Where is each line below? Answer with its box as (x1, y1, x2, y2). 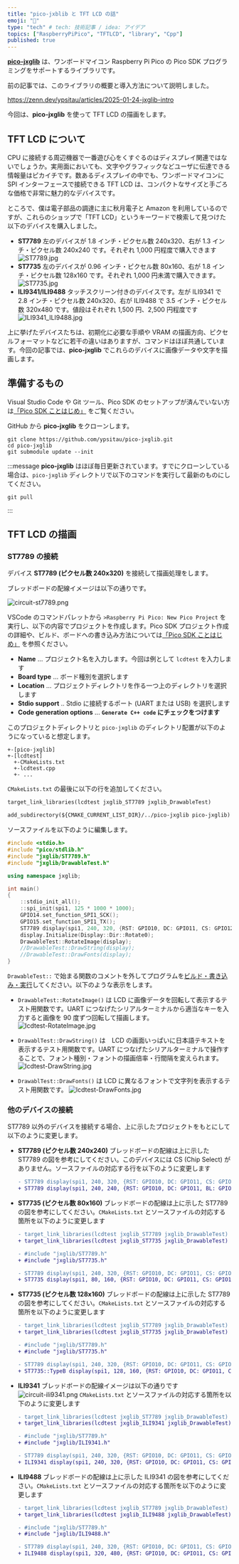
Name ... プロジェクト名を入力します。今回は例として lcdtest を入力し (17, 655, 225, 664)
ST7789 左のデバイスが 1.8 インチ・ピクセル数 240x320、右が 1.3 (17, 236, 211, 245)
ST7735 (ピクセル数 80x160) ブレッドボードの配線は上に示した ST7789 (17, 1199, 228, 1208)
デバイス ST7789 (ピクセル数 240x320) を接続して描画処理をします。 (7, 569, 212, 578)
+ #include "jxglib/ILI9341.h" (17, 1440, 111, 1447)
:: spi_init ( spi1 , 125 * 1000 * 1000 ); (20, 905, 135, 913)
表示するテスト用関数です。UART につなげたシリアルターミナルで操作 (17, 1045, 223, 1053)
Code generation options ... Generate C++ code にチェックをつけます (17, 708, 221, 717)
